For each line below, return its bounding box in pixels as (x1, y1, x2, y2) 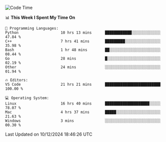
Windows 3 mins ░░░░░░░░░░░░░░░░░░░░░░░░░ (5, 118, 161, 123)
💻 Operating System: (5, 96, 50, 101)
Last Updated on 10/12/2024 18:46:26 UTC (5, 131, 93, 137)
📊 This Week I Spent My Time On (5, 15, 75, 20)
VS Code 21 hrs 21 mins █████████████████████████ (5, 82, 161, 87)
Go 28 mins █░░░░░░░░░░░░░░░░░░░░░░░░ (5, 56, 161, 61)
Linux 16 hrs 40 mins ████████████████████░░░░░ (5, 101, 161, 106)
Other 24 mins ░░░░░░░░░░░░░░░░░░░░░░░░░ (5, 65, 161, 70)
